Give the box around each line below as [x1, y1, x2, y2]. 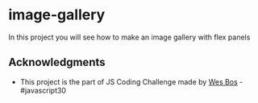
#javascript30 [19, 85, 67, 95]
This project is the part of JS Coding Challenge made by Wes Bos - [19, 76, 243, 86]
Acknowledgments [8, 56, 106, 69]
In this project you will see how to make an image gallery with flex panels [8, 32, 251, 42]
